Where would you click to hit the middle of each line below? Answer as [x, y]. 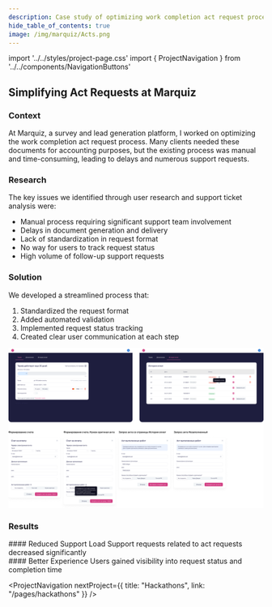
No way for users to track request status [87, 248]
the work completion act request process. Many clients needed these [124, 142]
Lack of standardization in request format [89, 239]
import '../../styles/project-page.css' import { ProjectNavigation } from [125, 58]
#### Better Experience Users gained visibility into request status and [125, 561]
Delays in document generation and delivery [94, 230]
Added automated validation [67, 319]
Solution [25, 277]
